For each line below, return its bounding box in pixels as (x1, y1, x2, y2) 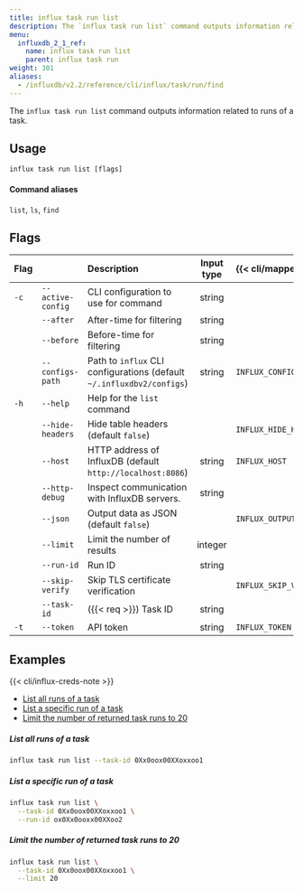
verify (41, 585, 70, 595)
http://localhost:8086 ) (87, 466, 188, 479)
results (87, 544, 117, 557)
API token (87, 621, 129, 633)
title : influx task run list (9, 13, 119, 23)
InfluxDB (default (87, 455, 160, 468)
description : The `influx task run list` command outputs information (9, 22, 280, 31)
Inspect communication (87, 481, 188, 493)
